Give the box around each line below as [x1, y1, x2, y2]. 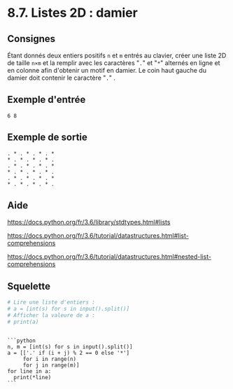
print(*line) [13, 374, 52, 381]
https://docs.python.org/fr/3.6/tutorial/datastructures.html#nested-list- [7, 253, 212, 261]
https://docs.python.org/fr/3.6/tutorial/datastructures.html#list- [7, 232, 189, 240]
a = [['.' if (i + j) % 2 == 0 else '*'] [7, 349, 130, 356]
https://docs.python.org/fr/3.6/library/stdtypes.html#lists [7, 218, 171, 227]
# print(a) [7, 318, 39, 325]
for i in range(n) [22, 355, 77, 362]
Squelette [7, 280, 51, 292]
